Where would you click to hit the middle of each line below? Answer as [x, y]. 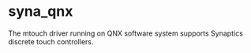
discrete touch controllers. [51, 41]
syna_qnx [41, 11]
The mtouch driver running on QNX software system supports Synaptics [126, 33]
